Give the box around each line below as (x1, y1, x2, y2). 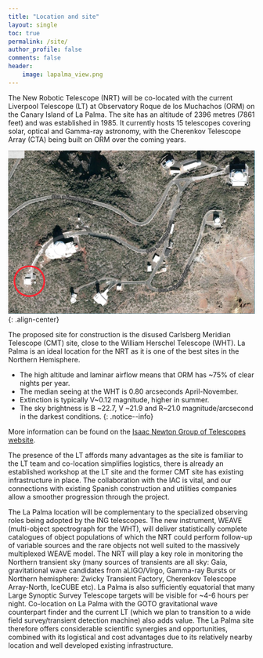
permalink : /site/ (8, 38, 68, 45)
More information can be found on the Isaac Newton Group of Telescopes (8, 427, 247, 437)
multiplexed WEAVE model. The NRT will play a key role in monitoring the (8, 549, 243, 558)
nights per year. (19, 379, 70, 388)
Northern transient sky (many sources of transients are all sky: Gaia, (8, 558, 228, 567)
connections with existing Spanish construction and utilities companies (8, 484, 237, 493)
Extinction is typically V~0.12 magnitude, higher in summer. (19, 395, 210, 405)
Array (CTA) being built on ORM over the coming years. (8, 134, 186, 144)
